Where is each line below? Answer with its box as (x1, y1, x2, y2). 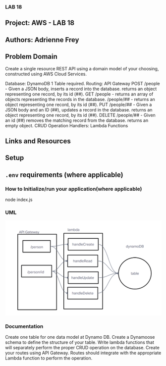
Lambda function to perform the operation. (5, 355, 93, 361)
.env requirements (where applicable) (5, 170, 123, 179)
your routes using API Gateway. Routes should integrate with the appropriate (5, 350, 162, 356)
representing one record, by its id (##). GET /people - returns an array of (5, 91, 154, 97)
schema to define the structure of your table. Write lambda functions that (5, 339, 155, 345)
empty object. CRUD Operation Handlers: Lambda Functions (5, 122, 128, 128)
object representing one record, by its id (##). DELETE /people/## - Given (5, 112, 156, 118)
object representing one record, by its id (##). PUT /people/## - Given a (5, 102, 152, 107)
